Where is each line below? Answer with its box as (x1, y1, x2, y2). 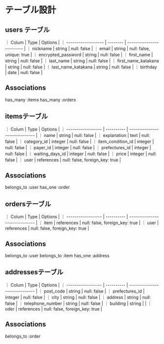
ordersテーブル (5, 200, 51, 208)
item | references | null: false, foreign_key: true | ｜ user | (44, 220, 159, 226)
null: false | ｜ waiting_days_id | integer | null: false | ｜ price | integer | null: (5, 151, 157, 157)
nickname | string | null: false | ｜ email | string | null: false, (32, 46, 150, 52)
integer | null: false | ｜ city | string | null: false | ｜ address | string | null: (5, 294, 151, 300)
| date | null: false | (5, 70, 43, 75)
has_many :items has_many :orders (5, 97, 76, 103)
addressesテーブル (5, 268, 64, 276)
